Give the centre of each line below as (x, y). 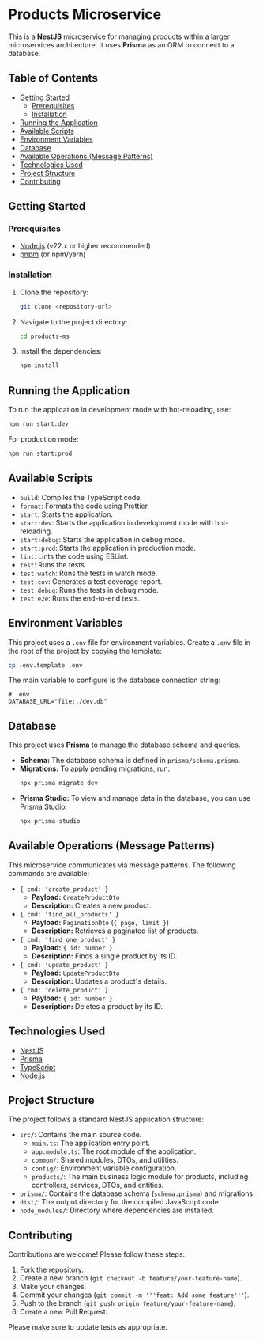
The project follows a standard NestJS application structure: (106, 1119)
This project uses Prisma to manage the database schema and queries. (124, 745)
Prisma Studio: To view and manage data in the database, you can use (135, 798)
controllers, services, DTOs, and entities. (98, 1185)
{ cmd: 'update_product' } (64, 965)
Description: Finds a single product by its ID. (104, 956)
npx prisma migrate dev (59, 783)
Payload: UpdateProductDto (75, 973)
